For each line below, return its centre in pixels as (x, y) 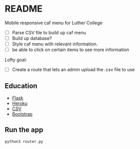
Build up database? (32, 38)
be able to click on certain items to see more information (71, 50)
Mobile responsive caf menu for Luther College (54, 23)
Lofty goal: (16, 60)
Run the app (24, 130)
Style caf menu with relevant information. (55, 44)
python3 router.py (24, 141)
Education (21, 86)
